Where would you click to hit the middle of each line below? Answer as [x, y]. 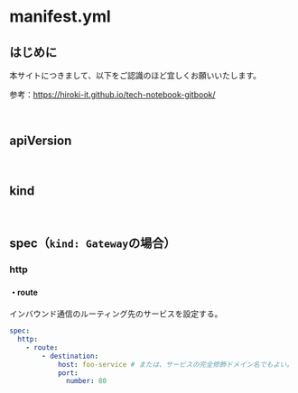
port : [68, 373]
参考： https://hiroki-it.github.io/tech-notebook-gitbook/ [112, 95]
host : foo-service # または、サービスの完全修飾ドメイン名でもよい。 [175, 364]
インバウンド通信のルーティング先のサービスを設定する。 [116, 314]
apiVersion [41, 141]
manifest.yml [60, 17]
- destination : [70, 356]
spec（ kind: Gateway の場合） [93, 244]
